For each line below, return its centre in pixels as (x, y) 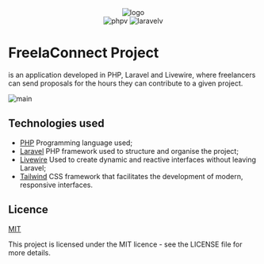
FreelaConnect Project (84, 53)
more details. (30, 252)
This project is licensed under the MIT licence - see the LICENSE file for (125, 244)
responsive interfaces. (56, 185)
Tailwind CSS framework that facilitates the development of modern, (131, 176)
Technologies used (56, 123)
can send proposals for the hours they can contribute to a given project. (126, 83)
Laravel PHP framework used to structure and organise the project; (129, 151)
